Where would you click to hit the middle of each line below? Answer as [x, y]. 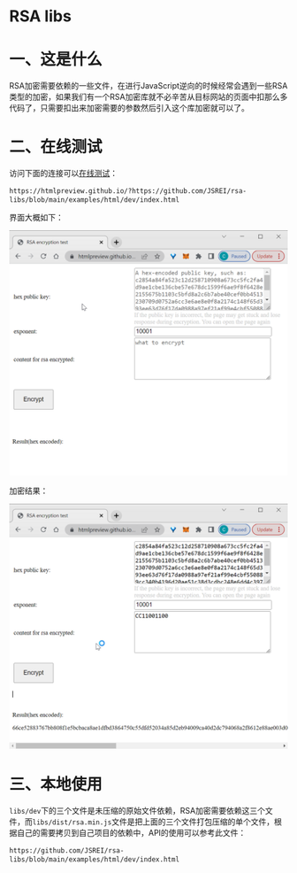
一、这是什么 [56, 60]
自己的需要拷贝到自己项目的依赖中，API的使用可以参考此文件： [131, 832]
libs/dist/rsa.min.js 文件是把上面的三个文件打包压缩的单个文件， [153, 822]
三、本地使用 [56, 784]
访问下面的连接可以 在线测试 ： [63, 174]
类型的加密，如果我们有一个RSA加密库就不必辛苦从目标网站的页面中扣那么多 [148, 97]
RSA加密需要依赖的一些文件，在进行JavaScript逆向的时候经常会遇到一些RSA [148, 86]
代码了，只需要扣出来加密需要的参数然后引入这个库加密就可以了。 [129, 108]
